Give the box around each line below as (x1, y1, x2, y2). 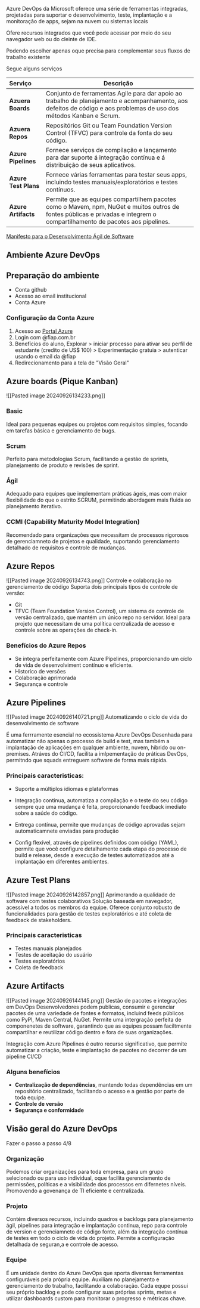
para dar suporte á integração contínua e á (45, 153, 165, 162)
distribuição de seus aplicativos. (45, 161, 136, 169)
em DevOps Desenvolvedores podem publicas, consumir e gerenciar (6, 1003, 175, 1010)
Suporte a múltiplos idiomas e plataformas (14, 785, 119, 792)
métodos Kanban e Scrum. (45, 112, 120, 120)
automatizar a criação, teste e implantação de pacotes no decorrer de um (6, 1046, 187, 1053)
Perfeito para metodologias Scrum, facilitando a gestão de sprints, (6, 455, 169, 462)
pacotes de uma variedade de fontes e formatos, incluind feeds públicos (6, 1009, 185, 1016)
